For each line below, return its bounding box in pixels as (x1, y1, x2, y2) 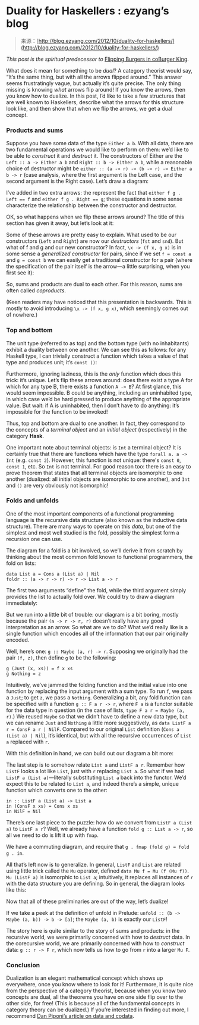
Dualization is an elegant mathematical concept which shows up (6, 974, 163, 982)
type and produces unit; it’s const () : (6, 358, 97, 365)
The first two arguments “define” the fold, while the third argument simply (6, 586, 187, 593)
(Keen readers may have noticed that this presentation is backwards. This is (6, 299, 192, 306)
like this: (6, 886, 27, 893)
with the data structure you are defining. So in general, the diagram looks (6, 880, 185, 887)
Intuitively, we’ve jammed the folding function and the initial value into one (6, 681, 187, 688)
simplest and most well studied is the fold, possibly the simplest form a (6, 529, 179, 536)
